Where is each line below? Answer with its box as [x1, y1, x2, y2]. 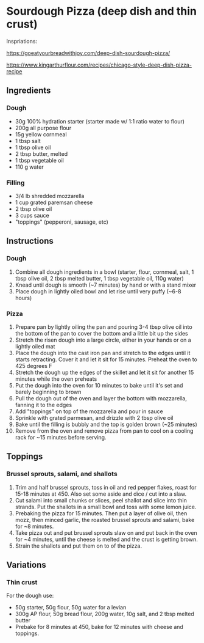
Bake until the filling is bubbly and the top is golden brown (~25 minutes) [15, 421, 197, 428]
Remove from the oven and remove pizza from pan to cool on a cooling [15, 427, 194, 435]
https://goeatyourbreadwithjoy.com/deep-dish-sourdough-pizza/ [6, 49, 171, 56]
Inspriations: [6, 37, 38, 45]
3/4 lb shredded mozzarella [15, 192, 85, 199]
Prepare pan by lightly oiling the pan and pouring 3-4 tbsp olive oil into [15, 323, 193, 331]
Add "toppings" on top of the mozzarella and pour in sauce [15, 408, 163, 415]
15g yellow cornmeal [15, 130, 67, 138]
